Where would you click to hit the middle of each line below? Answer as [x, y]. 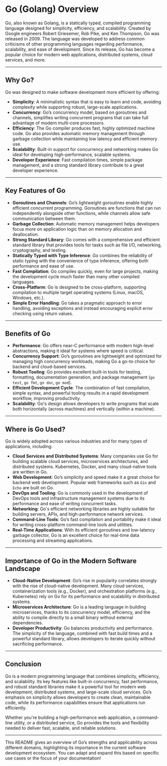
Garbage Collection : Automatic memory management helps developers [86, 224]
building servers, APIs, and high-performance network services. [78, 514]
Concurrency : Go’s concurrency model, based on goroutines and [79, 112]
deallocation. [26, 234]
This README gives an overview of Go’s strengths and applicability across [81, 742]
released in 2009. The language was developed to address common [75, 39]
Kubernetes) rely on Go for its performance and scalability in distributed [86, 596]
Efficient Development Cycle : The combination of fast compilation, [81, 388]
